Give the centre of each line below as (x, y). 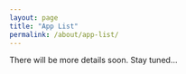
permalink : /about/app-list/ (64, 34)
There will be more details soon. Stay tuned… (93, 60)
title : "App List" (44, 26)
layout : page (34, 18)
